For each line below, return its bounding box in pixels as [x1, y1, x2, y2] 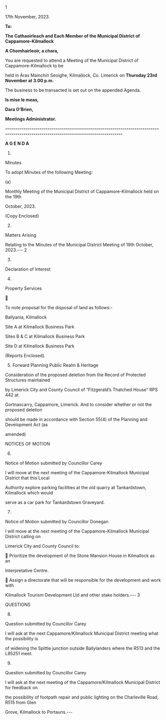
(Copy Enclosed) [5, 213, 40, 219]
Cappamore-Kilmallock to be [5, 63, 64, 68]
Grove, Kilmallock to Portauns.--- [5, 709, 73, 715]
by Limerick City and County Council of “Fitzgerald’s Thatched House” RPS [5, 387, 158, 392]
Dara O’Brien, [5, 107, 34, 112]
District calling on [5, 534, 41, 539]
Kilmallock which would [5, 490, 53, 496]
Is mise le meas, [5, 97, 39, 103]
